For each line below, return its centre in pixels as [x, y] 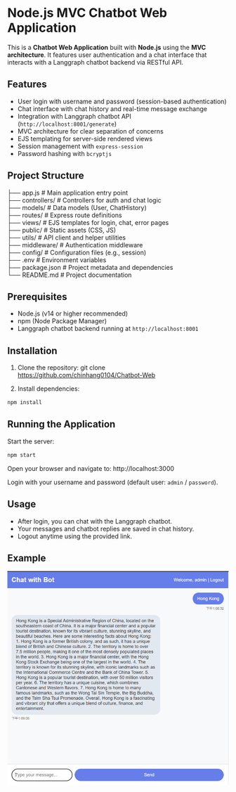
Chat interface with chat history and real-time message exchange [112, 109]
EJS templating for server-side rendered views [85, 138]
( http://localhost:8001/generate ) [67, 124]
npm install [25, 403]
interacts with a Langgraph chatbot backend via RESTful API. [96, 62]
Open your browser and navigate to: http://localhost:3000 [91, 468]
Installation [32, 350]
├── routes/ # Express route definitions [65, 215]
